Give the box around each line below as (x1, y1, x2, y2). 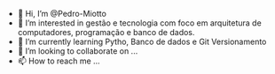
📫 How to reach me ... (17, 55, 100, 66)
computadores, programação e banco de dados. (17, 27, 195, 37)
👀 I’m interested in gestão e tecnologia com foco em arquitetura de (17, 18, 262, 28)
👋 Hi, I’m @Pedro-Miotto (17, 9, 106, 18)
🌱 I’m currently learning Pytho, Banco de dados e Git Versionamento (17, 36, 267, 47)
